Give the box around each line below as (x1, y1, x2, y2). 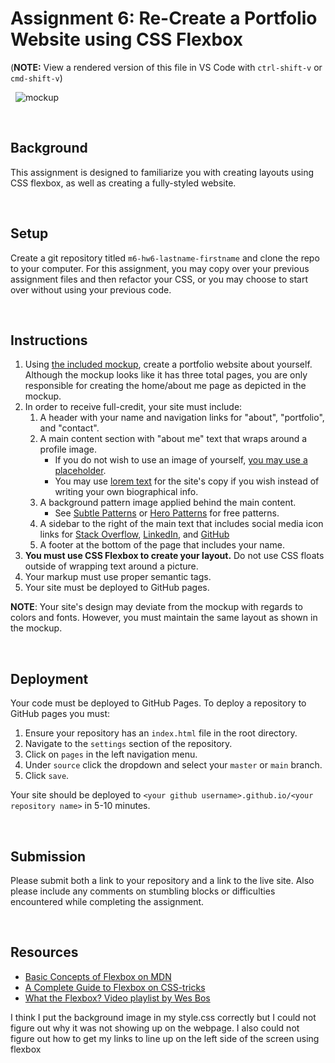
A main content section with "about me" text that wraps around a (39, 433, 308, 445)
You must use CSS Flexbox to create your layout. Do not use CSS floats (24, 550, 325, 562)
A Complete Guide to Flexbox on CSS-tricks (24, 981, 206, 993)
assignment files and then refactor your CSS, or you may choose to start (10, 273, 308, 285)
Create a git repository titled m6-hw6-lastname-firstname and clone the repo (10, 252, 320, 264)
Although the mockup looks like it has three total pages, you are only (24, 369, 308, 381)
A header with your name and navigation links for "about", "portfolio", (39, 412, 325, 424)
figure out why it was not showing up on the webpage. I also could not (10, 1022, 300, 1034)
